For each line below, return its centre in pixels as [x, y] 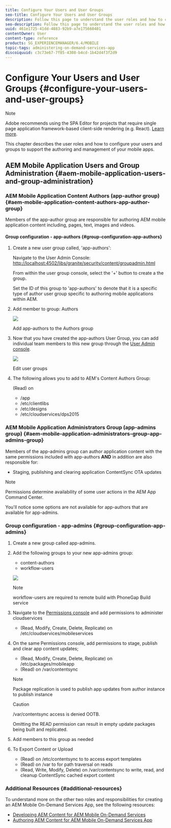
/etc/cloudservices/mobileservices [56, 633]
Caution [21, 704]
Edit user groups [30, 368]
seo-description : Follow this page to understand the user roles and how [85, 24]
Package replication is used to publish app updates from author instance [89, 689]
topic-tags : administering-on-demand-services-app [60, 48]
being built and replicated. [40, 729]
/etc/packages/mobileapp [47, 664]
